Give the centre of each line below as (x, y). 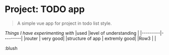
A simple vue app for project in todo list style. (64, 23)
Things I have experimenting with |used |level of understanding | (72, 33)
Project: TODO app (45, 9)
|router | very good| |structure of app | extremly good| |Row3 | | (90, 38)
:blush (11, 48)
